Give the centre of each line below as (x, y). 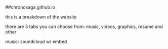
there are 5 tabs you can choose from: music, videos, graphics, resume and (84, 26)
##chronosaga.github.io (30, 7)
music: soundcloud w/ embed (36, 41)
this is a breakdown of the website (41, 17)
